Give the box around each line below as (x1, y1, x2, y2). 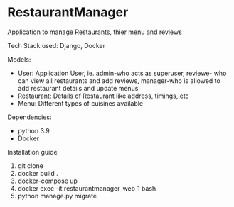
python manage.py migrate (17, 191, 97, 200)
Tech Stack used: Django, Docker (7, 41, 105, 50)
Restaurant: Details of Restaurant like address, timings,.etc (17, 91, 190, 100)
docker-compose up (17, 177, 78, 185)
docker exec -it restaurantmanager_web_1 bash (17, 184, 156, 192)
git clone (17, 161, 44, 170)
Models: (7, 55, 31, 64)
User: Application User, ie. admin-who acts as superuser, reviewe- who (17, 69, 227, 77)
